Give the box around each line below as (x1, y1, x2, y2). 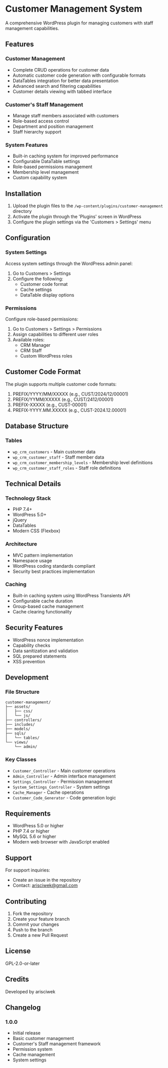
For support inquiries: (5, 867, 50, 873)
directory (12, 208, 32, 214)
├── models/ (5, 727, 30, 732)
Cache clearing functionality (12, 608, 72, 614)
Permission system (12, 1046, 53, 1052)
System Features (5, 141, 48, 148)
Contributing (5, 897, 47, 905)
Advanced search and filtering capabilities (12, 83, 102, 89)
